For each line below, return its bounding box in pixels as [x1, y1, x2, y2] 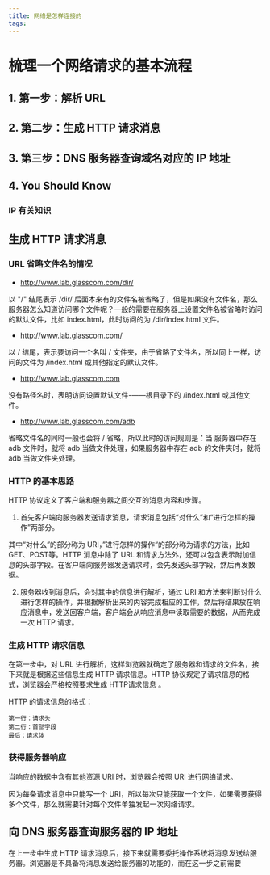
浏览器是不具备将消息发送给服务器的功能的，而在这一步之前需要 [29, 858, 242, 868]
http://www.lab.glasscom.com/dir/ [19, 277, 134, 287]
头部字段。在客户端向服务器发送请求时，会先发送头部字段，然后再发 [22, 560, 248, 570]
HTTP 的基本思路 [8, 475, 75, 486]
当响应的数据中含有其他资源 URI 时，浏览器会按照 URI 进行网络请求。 [8, 772, 238, 781]
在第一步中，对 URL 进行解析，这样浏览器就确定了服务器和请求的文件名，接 [8, 659, 260, 669]
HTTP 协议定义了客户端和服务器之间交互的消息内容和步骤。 [8, 495, 206, 505]
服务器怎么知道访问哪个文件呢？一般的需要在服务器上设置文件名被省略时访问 [8, 304, 263, 313]
